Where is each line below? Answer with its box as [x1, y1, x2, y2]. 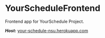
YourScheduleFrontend [5, 3, 101, 14]
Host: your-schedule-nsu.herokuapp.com [5, 28, 89, 33]
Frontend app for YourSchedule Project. [5, 19, 84, 24]
